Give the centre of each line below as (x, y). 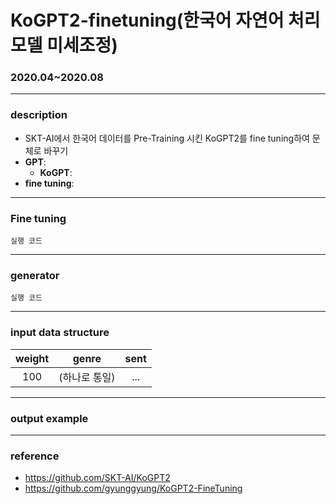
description (39, 115)
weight (32, 358)
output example (49, 418)
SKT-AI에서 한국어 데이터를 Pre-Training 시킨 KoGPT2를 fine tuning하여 (167, 138)
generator (35, 275)
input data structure (60, 333)
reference (35, 456)
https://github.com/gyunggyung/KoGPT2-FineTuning (133, 488)
